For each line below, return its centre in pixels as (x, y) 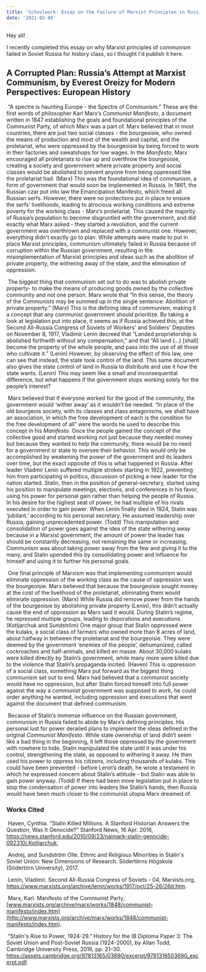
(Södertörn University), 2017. (43, 868)
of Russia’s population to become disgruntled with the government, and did (101, 218)
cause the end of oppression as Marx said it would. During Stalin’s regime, (100, 612)
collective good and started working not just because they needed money (100, 437)
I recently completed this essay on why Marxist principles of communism (99, 47)
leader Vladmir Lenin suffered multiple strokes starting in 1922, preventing (100, 470)
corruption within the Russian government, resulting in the (80, 251)
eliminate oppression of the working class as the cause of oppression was (100, 580)
